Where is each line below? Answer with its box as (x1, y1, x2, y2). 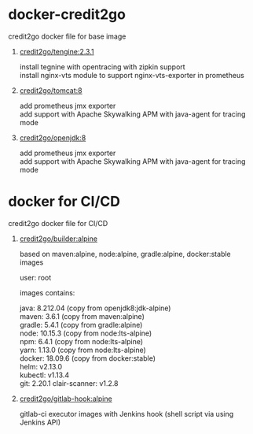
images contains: (19, 287, 75, 297)
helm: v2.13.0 (19, 362, 63, 371)
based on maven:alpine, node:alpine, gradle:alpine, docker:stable (19, 249, 232, 258)
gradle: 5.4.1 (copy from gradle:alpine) (19, 320, 143, 329)
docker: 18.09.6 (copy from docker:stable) (19, 353, 156, 363)
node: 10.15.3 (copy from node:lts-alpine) (19, 328, 152, 338)
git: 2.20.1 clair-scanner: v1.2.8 (19, 378, 119, 388)
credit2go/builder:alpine (19, 234, 98, 243)
